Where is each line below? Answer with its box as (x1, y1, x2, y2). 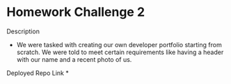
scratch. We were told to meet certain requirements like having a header (16, 48, 224, 56)
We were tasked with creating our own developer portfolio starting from (16, 40, 222, 49)
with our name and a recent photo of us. (16, 55, 132, 63)
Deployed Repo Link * (6, 69, 69, 77)
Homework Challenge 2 (6, 4, 145, 20)
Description (6, 27, 40, 35)
